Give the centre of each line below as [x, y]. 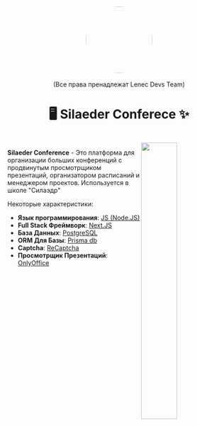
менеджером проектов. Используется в [68, 182]
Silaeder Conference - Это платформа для [71, 152]
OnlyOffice [33, 263]
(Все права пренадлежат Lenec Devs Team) [119, 84]
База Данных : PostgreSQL [57, 232]
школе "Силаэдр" [34, 190]
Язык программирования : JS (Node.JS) [79, 218]
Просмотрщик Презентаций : [63, 255]
